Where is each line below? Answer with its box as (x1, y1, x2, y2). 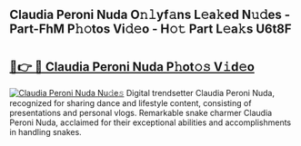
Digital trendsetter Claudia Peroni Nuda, (125, 88, 276, 98)
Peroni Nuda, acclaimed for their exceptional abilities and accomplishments (9, 117, 292, 128)
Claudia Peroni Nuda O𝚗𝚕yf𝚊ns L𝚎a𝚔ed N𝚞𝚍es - (9, 7, 291, 23)
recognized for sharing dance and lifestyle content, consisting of (9, 98, 252, 108)
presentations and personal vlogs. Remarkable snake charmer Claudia (9, 108, 273, 118)
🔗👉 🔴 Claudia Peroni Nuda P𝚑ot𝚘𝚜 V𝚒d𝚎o (9, 59, 255, 74)
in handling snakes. (9, 127, 82, 137)
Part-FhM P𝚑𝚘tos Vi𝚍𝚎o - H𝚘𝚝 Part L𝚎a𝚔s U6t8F (9, 22, 293, 37)
